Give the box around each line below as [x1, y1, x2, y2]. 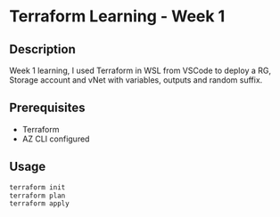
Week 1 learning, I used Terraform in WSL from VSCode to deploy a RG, [9, 65, 272, 76]
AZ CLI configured [21, 133, 90, 144]
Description [9, 42, 76, 57]
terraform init [9, 182, 66, 192]
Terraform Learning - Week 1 [9, 6, 226, 27]
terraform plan [9, 191, 66, 200]
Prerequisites [9, 100, 86, 116]
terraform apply [9, 199, 70, 208]
